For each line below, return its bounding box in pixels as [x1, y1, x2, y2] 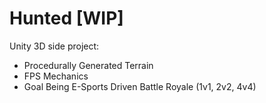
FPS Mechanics [23, 70, 89, 82]
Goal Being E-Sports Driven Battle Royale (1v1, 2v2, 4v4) [23, 80, 257, 92]
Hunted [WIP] [9, 7, 124, 30]
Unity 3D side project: [9, 40, 100, 52]
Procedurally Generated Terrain [23, 59, 154, 71]
